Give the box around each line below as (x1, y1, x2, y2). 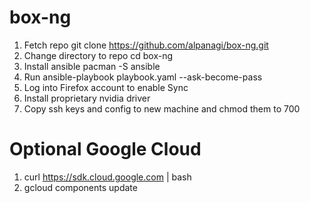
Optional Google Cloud (9, 138, 202, 161)
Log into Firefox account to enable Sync (23, 81, 189, 93)
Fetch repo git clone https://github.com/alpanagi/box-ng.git (23, 39, 269, 51)
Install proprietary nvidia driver (23, 92, 151, 104)
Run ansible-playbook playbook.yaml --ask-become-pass (23, 71, 263, 83)
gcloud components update (23, 181, 138, 193)
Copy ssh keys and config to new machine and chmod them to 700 (23, 102, 301, 115)
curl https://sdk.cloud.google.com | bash (23, 171, 192, 183)
